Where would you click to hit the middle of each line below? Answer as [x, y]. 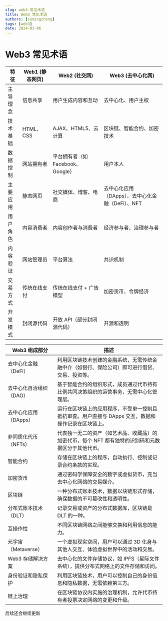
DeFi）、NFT [128, 203]
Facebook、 [67, 164]
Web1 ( [32, 72]
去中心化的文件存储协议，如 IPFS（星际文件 [108, 559]
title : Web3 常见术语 [26, 14]
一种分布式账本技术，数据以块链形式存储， [107, 491]
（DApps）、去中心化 [128, 196]
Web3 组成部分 [30, 350]
